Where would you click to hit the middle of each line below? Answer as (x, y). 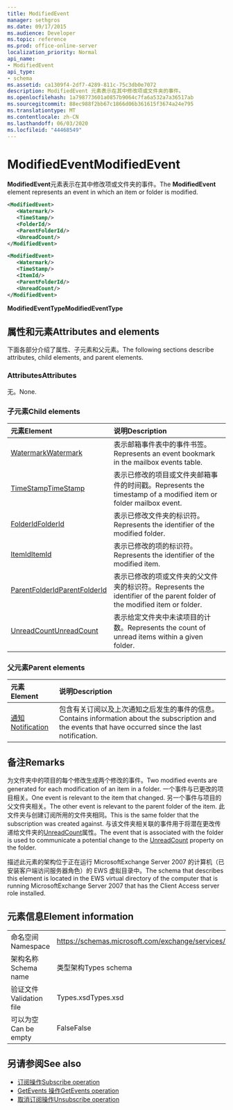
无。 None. (22, 391)
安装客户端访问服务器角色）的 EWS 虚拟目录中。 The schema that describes (115, 871)
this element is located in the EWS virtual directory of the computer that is (113, 879)
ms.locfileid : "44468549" (44, 130)
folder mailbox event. (148, 503)
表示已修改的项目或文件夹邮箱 (162, 474)
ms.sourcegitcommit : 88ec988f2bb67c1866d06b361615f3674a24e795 (101, 104)
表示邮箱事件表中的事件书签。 (162, 444)
